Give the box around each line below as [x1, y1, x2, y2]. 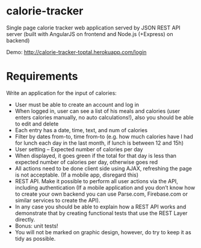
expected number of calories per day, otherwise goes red [14, 158, 158, 166]
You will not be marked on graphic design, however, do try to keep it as [14, 228, 191, 235]
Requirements [6, 70, 78, 83]
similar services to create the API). [14, 196, 100, 204]
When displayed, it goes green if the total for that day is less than [14, 152, 176, 159]
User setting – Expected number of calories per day [14, 145, 143, 153]
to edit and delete [14, 120, 59, 127]
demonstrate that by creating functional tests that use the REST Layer [14, 209, 188, 217]
